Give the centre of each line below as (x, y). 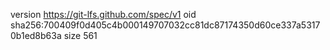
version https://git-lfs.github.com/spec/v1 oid (103, 14)
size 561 (80, 35)
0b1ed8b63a (36, 35)
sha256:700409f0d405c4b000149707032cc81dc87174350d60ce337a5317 (165, 25)
